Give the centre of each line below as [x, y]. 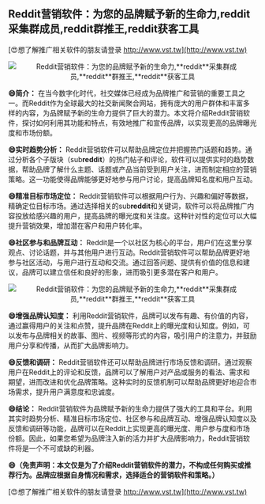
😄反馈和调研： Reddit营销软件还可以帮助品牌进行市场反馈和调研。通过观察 [130, 362]
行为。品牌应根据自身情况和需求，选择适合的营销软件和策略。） [117, 475]
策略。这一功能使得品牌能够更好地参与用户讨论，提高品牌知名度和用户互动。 [132, 179]
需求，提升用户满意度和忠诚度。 [67, 392]
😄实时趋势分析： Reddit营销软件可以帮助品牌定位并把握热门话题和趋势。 [127, 150]
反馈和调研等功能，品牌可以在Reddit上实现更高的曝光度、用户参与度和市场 [129, 428]
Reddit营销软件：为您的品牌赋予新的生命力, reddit [129, 14]
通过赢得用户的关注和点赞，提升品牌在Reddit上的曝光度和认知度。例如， [126, 325]
